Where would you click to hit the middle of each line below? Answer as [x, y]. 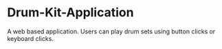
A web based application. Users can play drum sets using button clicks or [111, 31]
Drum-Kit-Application [70, 13]
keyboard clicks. [30, 38]
